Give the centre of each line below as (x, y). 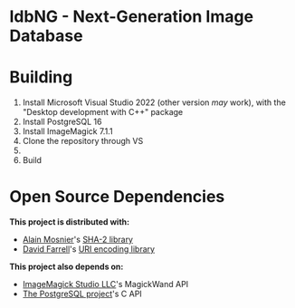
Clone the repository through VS (83, 141)
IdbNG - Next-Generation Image (132, 17)
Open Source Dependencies (117, 197)
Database (46, 36)
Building (41, 77)
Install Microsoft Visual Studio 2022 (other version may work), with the (154, 102)
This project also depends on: (67, 267)
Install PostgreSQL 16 (62, 122)
